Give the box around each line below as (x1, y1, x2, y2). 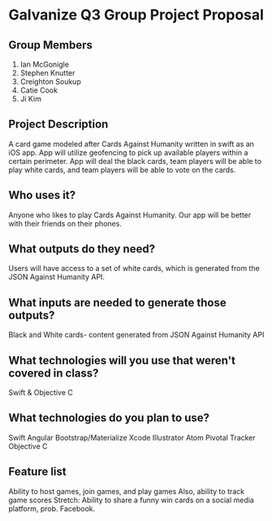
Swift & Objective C (8, 388, 73, 398)
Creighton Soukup (19, 77, 81, 86)
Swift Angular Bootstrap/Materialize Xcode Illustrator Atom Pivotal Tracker (8, 433, 256, 442)
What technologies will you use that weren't (8, 353, 236, 367)
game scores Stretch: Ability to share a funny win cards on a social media (8, 495, 254, 505)
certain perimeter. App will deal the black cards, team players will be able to (8, 156, 262, 166)
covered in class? (8, 366, 99, 380)
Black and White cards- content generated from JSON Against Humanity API (8, 330, 265, 340)
